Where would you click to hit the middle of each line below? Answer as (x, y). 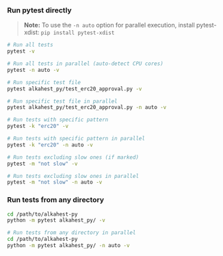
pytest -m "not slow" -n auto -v (55, 182)
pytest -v (21, 51)
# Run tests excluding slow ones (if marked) (73, 157)
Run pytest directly (39, 10)
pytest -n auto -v (33, 70)
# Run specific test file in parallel (62, 101)
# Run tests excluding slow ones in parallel (73, 176)
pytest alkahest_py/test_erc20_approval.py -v (75, 89)
